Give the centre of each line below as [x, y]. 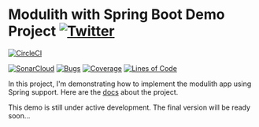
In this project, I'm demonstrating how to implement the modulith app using [130, 84]
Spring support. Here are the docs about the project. [93, 92]
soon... [19, 115]
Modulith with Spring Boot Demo [117, 15]
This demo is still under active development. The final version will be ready [129, 107]
